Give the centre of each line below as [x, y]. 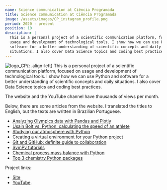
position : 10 [19, 28]
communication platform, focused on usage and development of [71, 71]
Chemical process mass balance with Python [58, 153]
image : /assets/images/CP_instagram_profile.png [56, 19]
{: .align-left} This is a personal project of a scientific [81, 66]
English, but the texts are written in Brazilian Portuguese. [63, 111]
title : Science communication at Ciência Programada [61, 14]
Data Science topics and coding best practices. [54, 87]
